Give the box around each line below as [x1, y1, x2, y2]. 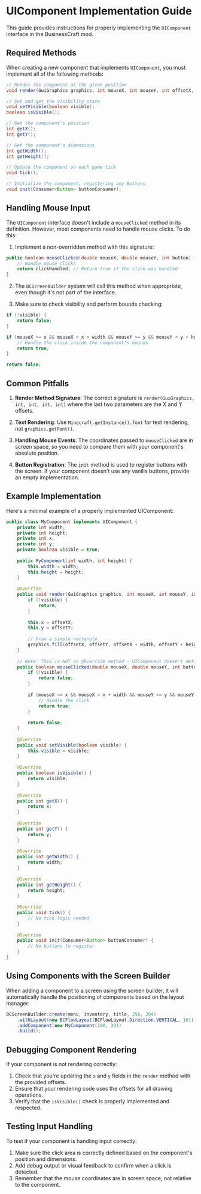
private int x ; [17, 536, 55, 542]
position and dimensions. [14, 1155, 77, 1163]
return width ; [28, 859, 63, 865]
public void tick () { [17, 910, 71, 916]
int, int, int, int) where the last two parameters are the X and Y [14, 401, 182, 408]
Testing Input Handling [6, 1121, 93, 1132]
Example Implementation [6, 491, 102, 502]
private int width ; [17, 524, 66, 530]
